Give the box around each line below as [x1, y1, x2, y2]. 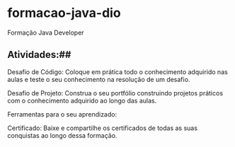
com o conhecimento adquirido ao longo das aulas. [7, 96, 157, 105]
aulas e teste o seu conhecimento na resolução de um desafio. [7, 75, 190, 83]
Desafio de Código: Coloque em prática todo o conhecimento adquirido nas [7, 67, 228, 76]
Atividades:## [7, 49, 71, 61]
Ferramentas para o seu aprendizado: [7, 110, 117, 118]
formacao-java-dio [7, 5, 122, 21]
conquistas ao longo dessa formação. [7, 131, 117, 139]
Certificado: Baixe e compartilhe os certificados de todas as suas [7, 124, 198, 132]
